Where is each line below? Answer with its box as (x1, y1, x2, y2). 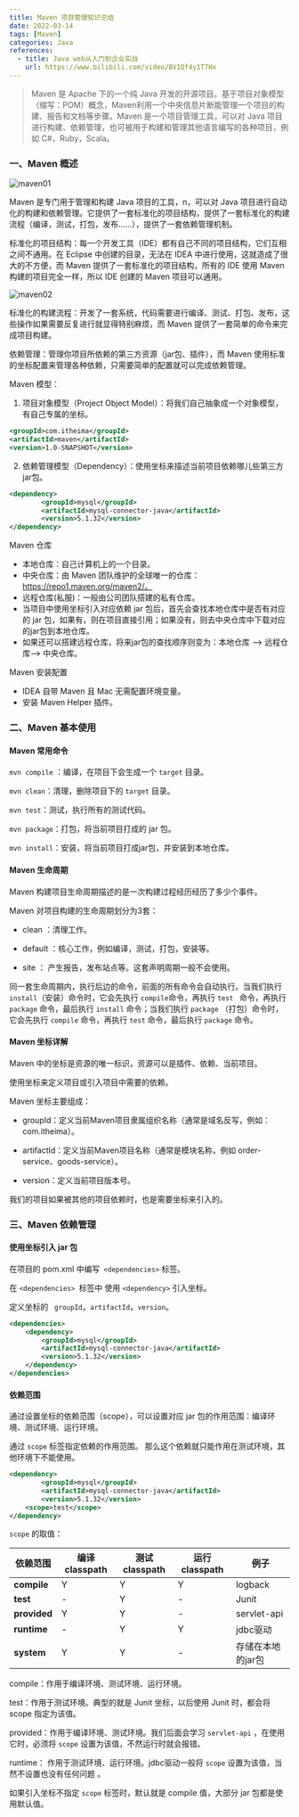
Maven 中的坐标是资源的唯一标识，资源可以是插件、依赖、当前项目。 (9, 1057, 263, 1068)
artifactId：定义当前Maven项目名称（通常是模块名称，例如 (21, 1145, 237, 1155)
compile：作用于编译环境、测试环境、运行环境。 (9, 1678, 187, 1690)
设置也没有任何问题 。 (24, 1769, 105, 1780)
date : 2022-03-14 (9, 21, 74, 30)
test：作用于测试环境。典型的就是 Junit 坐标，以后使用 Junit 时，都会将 (9, 1698, 271, 1708)
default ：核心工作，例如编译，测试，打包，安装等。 (21, 942, 214, 954)
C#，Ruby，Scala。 (41, 133, 115, 144)
